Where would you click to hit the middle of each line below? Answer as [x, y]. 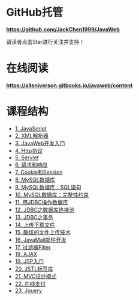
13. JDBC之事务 [34, 217]
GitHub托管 [34, 12]
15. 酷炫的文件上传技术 [43, 232]
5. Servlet [27, 158]
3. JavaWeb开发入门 [40, 143]
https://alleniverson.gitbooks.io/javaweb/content [69, 85]
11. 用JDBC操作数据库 [41, 202]
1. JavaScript [31, 128]
